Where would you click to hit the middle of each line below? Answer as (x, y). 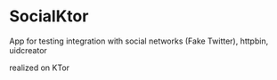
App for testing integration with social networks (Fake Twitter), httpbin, (139, 41)
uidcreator (28, 50)
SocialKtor (49, 16)
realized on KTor (39, 68)
